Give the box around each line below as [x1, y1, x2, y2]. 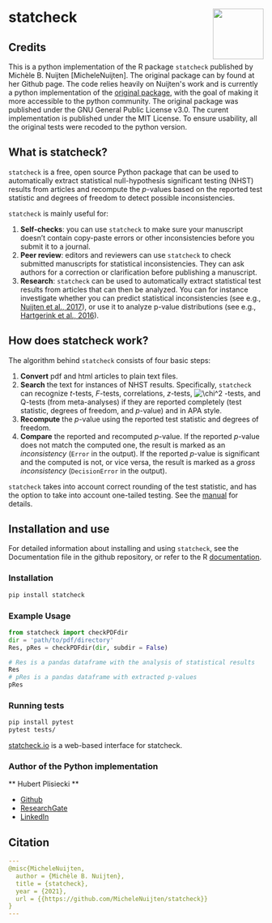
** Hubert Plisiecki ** [8, 779, 79, 789]
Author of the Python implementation [8, 761, 159, 771]
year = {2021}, [15, 887, 67, 895]
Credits [8, 41, 47, 54]
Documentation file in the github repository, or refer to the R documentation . [8, 552, 262, 562]
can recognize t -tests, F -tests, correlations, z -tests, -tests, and [19, 388, 261, 398]
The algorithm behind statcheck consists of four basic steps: [8, 355, 211, 365]
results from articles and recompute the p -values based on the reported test [8, 184, 263, 194]
